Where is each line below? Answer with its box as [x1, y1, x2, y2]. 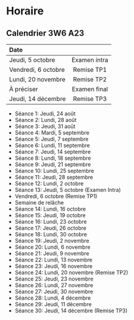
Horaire [6, 4, 44, 18]
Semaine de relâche [14, 199, 64, 206]
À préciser [9, 85, 39, 93]
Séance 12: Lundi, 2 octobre [14, 180, 84, 187]
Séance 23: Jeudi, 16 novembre [14, 263, 93, 270]
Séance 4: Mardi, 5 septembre [14, 129, 89, 136]
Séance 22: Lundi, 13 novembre [14, 256, 93, 263]
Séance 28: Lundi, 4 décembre [14, 294, 91, 301]
